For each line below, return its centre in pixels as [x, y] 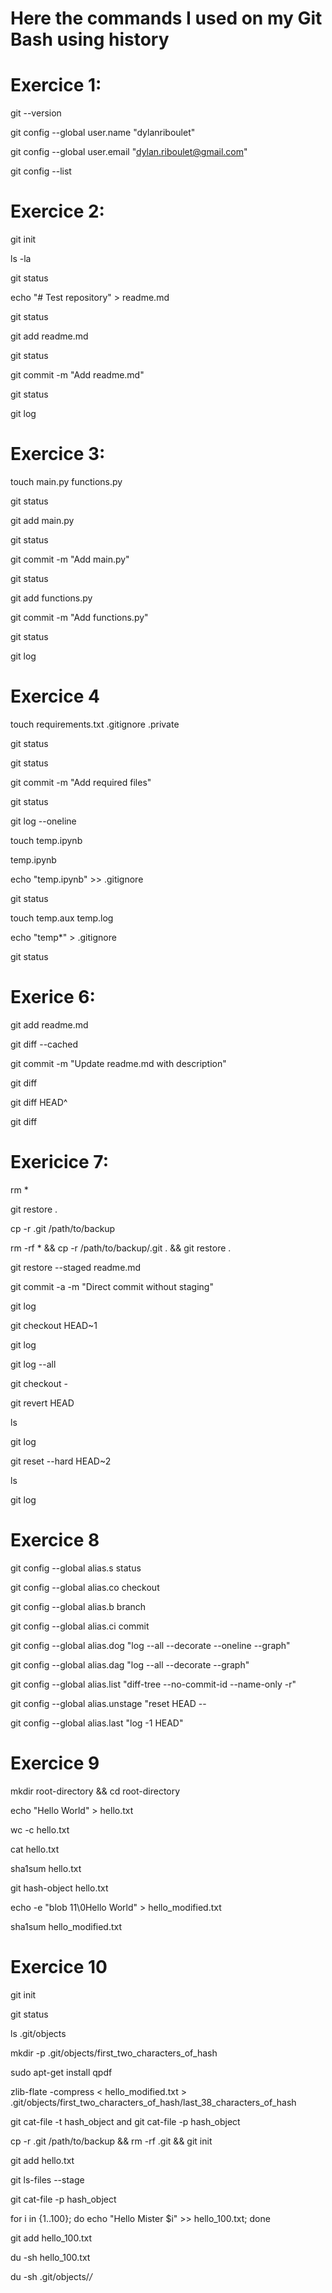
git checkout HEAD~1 [54, 1325]
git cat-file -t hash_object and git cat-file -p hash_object [125, 2121]
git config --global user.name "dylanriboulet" [103, 133]
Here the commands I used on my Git [166, 18]
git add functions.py [51, 598]
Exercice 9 [55, 1763]
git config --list [41, 171]
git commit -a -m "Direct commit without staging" [112, 1286]
